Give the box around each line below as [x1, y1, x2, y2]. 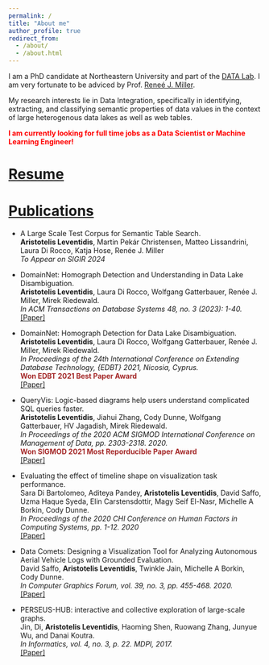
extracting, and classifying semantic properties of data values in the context [8, 104, 261, 114]
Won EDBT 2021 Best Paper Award [19, 372, 138, 381]
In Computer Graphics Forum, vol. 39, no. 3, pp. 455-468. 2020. [19, 581, 234, 591]
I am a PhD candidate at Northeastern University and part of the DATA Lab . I [8, 72, 260, 81]
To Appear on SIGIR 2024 [19, 255, 106, 264]
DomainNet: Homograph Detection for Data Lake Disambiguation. [19, 328, 238, 339]
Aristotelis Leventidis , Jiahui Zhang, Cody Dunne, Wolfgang [19, 413, 221, 422]
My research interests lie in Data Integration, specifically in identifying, [8, 96, 242, 105]
